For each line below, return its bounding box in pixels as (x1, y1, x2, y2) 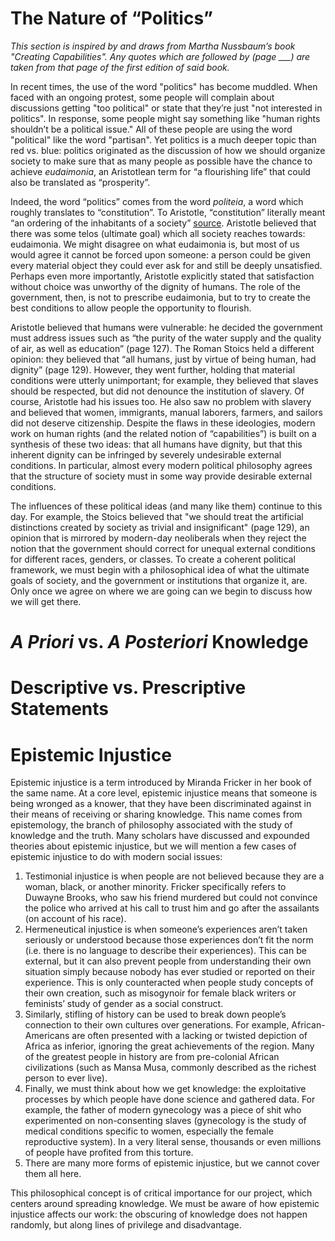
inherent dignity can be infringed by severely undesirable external (10, 448, 282, 461)
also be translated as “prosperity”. (10, 176, 151, 188)
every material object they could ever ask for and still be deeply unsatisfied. (10, 259, 323, 271)
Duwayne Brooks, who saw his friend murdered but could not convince (24, 892, 318, 904)
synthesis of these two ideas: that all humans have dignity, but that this (10, 438, 303, 450)
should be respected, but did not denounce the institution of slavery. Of (10, 385, 305, 397)
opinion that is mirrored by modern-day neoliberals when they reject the (10, 532, 307, 544)
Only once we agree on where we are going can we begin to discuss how (10, 585, 313, 597)
